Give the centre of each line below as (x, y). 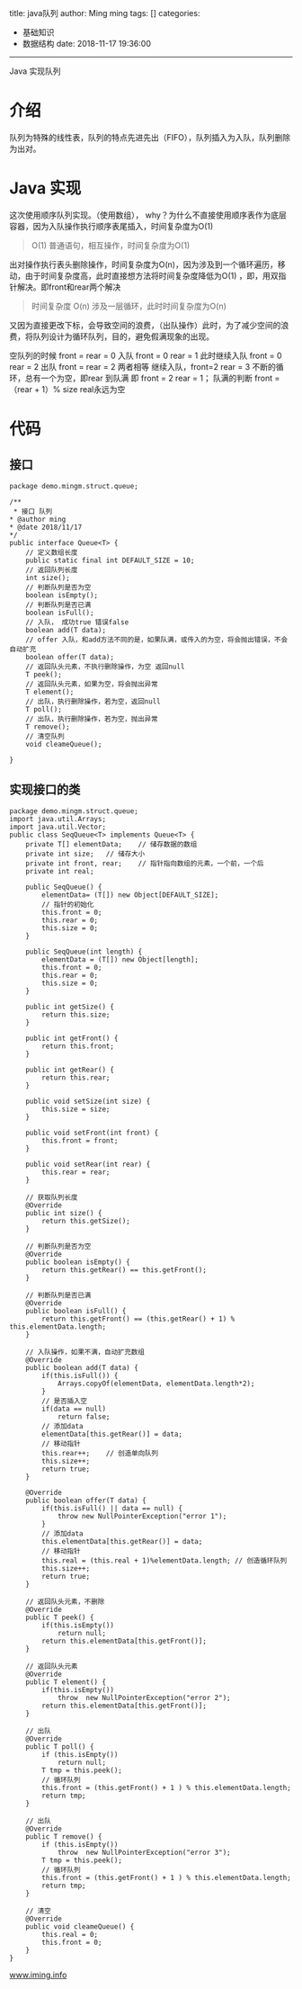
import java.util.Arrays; (58, 819)
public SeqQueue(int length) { (84, 952)
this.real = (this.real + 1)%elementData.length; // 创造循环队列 (164, 1560)
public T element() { (66, 1682)
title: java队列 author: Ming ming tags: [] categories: (105, 13)
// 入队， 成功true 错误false (77, 622)
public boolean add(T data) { (82, 1367)
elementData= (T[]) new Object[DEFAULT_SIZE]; (130, 895)
